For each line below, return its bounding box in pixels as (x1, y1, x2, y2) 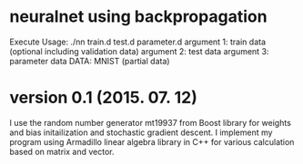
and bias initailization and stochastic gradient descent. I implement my (9, 127, 273, 138)
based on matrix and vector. (9, 146, 115, 157)
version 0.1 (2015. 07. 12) (9, 88, 197, 108)
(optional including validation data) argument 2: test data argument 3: (9, 45, 269, 56)
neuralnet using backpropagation (9, 6, 268, 27)
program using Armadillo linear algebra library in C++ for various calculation (9, 136, 295, 147)
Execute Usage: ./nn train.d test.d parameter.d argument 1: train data (9, 36, 267, 47)
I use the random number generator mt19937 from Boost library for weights (9, 117, 291, 128)
